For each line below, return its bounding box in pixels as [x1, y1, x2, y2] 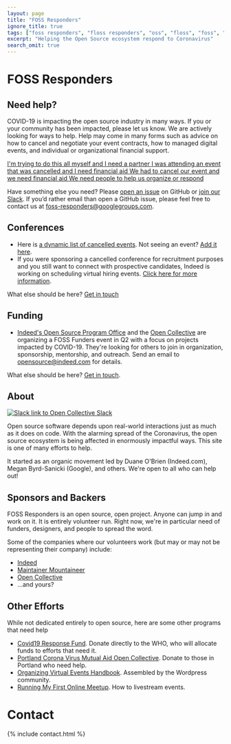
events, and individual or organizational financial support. [7, 146, 170, 155]
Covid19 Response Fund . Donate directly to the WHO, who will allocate [16, 640, 217, 648]
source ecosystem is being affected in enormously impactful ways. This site [7, 437, 222, 445]
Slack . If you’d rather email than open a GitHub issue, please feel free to [7, 195, 211, 203]
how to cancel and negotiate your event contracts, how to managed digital [7, 139, 218, 147]
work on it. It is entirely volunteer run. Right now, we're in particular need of [7, 517, 221, 526]
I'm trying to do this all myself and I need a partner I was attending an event [7, 159, 221, 168]
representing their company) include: [7, 545, 112, 554]
